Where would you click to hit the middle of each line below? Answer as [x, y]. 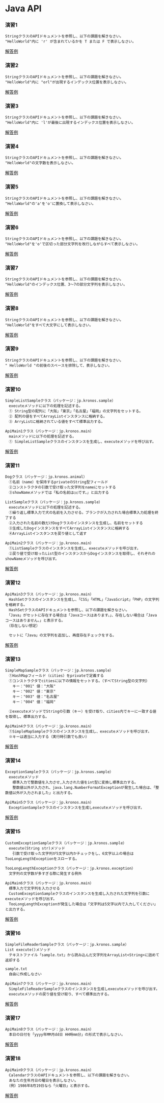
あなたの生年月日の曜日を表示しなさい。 [43, 1080]
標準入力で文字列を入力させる [34, 888]
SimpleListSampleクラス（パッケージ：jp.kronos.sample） [60, 401]
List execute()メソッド [28, 950]
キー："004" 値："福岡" [34, 702]
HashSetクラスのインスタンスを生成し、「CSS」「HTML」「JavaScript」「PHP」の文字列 [84, 599]
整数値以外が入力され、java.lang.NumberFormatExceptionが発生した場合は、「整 [86, 788]
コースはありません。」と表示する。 [35, 620]
